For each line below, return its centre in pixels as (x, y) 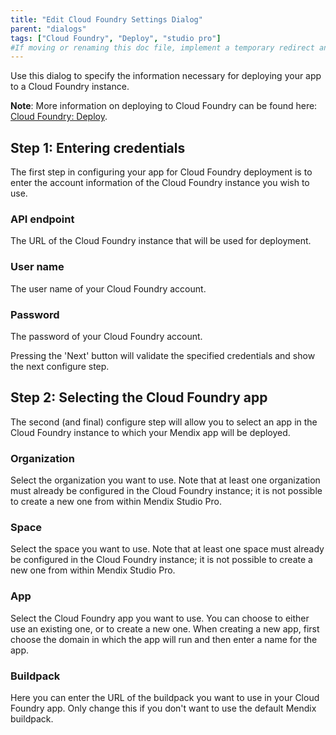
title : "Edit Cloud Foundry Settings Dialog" (106, 19)
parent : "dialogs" (48, 29)
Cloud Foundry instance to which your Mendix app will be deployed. (150, 432)
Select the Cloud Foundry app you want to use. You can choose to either (160, 618)
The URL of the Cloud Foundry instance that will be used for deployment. (161, 241)
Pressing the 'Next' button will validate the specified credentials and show (163, 355)
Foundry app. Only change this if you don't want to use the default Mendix (163, 708)
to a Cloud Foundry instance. (70, 87)
